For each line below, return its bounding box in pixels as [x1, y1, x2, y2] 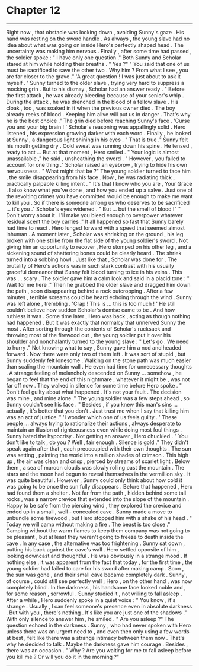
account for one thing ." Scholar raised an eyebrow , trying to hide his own [6, 161, 188, 168]
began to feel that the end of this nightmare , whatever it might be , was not [6, 375, 190, 383]
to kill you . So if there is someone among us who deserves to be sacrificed [6, 199, 190, 206]
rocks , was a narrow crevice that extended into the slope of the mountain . [6, 495, 190, 502]
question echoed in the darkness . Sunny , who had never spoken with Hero [6, 622, 191, 629]
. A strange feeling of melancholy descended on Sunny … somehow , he [6, 369, 182, 376]
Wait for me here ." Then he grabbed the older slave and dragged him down [6, 281, 191, 288]
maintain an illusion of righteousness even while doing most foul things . [6, 426, 182, 433]
